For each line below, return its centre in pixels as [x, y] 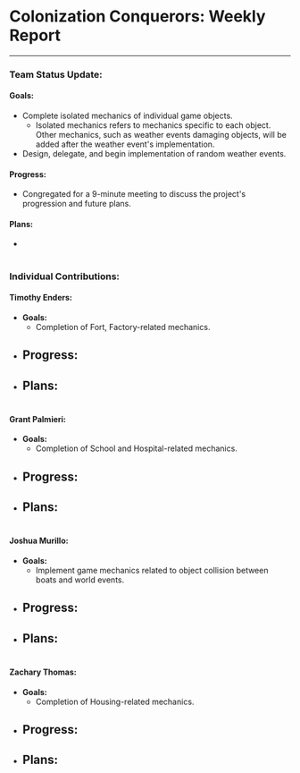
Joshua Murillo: [39, 541]
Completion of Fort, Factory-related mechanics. [123, 327]
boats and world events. [80, 580]
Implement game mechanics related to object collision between [152, 571]
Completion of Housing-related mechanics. [115, 701]
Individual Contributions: [65, 276]
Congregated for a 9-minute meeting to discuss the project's [134, 194]
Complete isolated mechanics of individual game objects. [128, 116]
